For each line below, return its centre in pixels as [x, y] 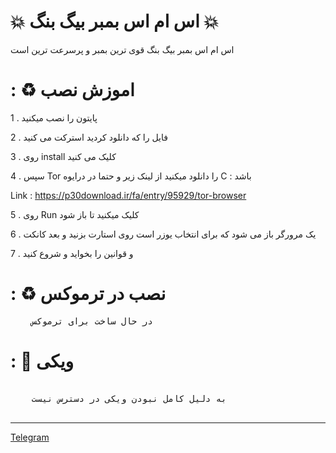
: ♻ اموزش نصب [72, 90]
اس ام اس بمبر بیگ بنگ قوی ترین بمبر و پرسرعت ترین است [122, 49]
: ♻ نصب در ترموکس [88, 294]
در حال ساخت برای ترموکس [92, 321]
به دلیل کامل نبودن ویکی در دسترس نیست [129, 398]
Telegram [30, 437]
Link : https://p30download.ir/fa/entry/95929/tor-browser [128, 195]
